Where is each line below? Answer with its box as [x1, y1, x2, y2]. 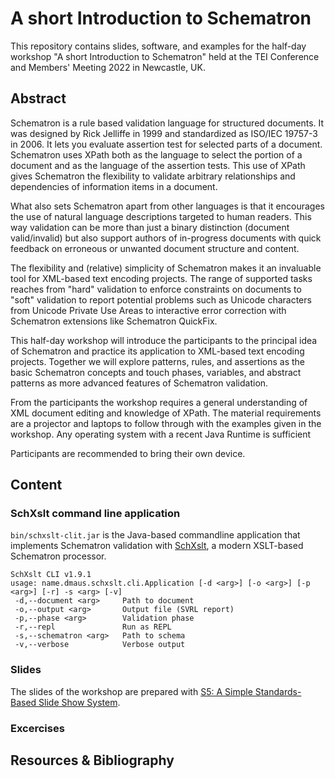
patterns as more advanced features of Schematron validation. [10, 377, 269, 389]
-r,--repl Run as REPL [14, 622, 172, 632]
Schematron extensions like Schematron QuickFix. [10, 315, 218, 327]
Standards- [254, 685, 302, 697]
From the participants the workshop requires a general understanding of [10, 396, 308, 408]
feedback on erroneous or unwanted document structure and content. [10, 242, 300, 254]
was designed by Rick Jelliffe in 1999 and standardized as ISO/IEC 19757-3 [10, 127, 318, 139]
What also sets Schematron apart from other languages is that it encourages [10, 200, 325, 212]
